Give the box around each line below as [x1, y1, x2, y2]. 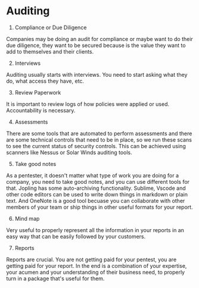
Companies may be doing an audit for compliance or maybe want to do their [6, 35, 194, 42]
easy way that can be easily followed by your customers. [6, 233, 146, 240]
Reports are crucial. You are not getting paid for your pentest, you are [6, 256, 177, 263]
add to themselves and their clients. [6, 48, 94, 55]
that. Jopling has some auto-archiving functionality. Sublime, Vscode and [6, 184, 186, 192]
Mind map [14, 215, 40, 222]
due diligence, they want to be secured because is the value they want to [6, 42, 186, 49]
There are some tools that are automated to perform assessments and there [6, 130, 192, 137]
